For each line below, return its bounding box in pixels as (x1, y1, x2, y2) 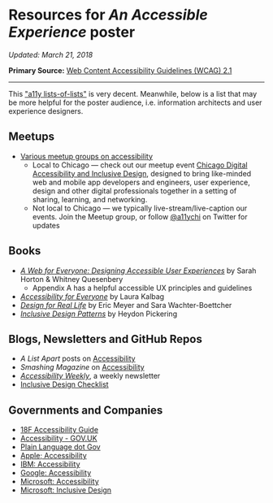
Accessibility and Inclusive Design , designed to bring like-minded (32, 168, 252, 178)
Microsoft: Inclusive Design (19, 485, 112, 495)
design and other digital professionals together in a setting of (32, 185, 237, 196)
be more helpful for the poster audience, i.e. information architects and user (8, 98, 262, 107)
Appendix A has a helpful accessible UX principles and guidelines (32, 283, 253, 293)
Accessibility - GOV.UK (19, 433, 97, 444)
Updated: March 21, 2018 (8, 50, 93, 59)
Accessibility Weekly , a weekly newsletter (19, 371, 161, 381)
